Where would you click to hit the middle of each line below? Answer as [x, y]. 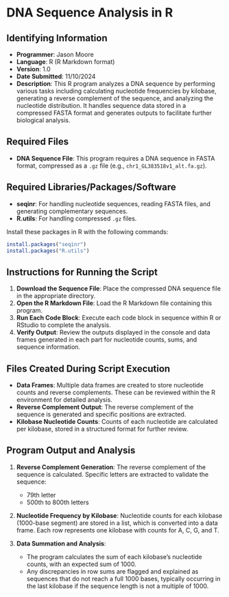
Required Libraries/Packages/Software [91, 187]
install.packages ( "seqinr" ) [47, 244]
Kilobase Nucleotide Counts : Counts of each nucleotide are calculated [117, 421]
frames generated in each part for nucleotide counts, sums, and [107, 340]
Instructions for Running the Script [82, 272]
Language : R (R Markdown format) [65, 62]
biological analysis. [43, 120]
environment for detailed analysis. [64, 399]
